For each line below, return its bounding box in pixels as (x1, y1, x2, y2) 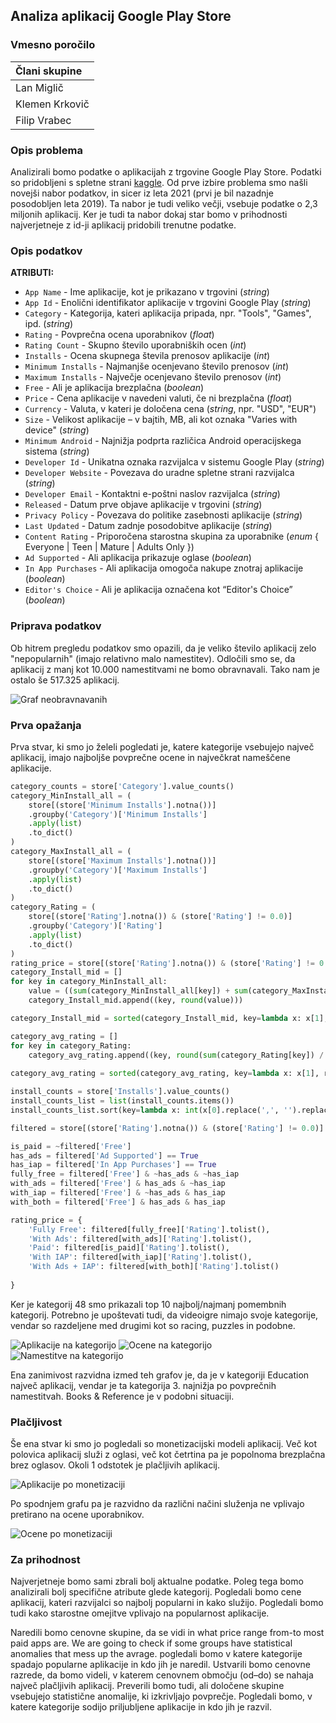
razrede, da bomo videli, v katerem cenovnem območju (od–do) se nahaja (10, 1669, 314, 1681)
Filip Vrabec (15, 113, 72, 127)
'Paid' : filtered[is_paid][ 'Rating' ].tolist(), (28, 1243, 230, 1253)
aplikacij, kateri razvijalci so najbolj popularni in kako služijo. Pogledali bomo (10, 1597, 324, 1609)
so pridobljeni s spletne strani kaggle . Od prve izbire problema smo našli (10, 176, 308, 188)
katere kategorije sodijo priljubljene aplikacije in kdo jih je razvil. (10, 1701, 273, 1713)
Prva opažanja (10, 718, 82, 732)
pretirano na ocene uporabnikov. (10, 1509, 145, 1521)
